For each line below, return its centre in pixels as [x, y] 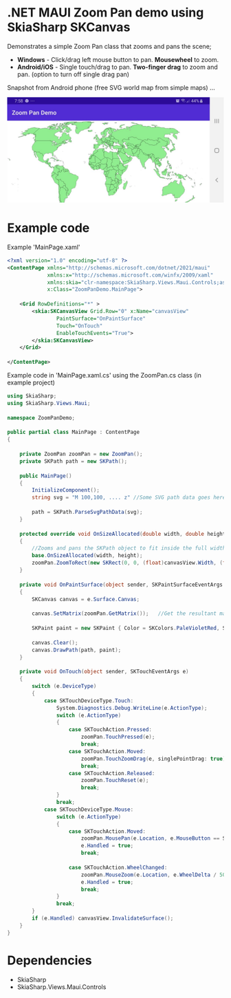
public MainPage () [46, 476]
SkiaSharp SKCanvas [69, 27]
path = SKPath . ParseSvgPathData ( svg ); [87, 512]
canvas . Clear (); [55, 642]
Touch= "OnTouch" [79, 326]
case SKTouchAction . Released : [112, 773]
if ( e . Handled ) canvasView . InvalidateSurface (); [103, 919]
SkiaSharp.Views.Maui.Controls [62, 987]
